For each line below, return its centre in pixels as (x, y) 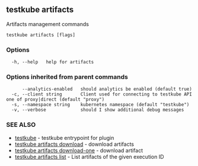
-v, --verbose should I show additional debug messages (98, 110)
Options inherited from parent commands (67, 77)
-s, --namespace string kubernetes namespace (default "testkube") (100, 105)
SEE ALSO (21, 125)
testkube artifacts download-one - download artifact (79, 150)
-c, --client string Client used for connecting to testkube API (102, 94)
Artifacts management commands (47, 24)
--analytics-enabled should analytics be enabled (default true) (107, 89)
